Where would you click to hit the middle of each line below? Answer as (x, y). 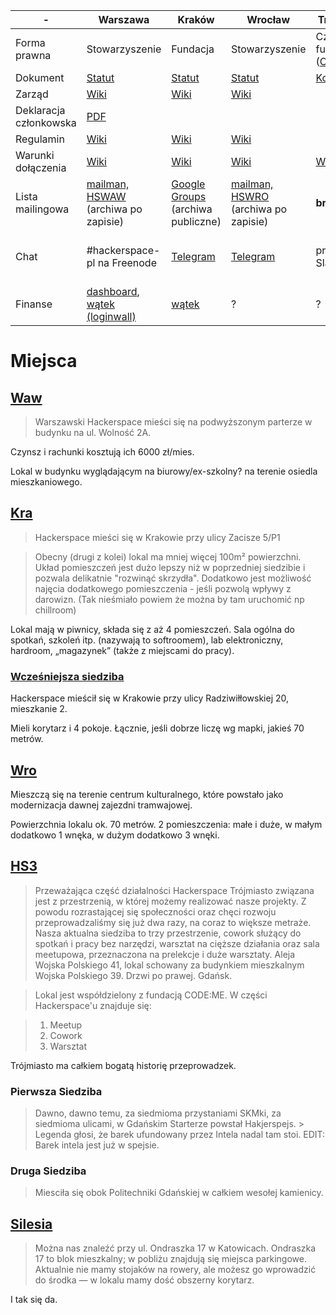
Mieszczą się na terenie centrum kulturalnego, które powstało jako (147, 794)
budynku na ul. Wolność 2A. (93, 432)
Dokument (40, 77)
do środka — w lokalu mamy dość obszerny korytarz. (144, 1280)
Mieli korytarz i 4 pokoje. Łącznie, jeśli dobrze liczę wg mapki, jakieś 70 (157, 728)
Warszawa (124, 19)
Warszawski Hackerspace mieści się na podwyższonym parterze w (173, 422)
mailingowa (42, 209)
